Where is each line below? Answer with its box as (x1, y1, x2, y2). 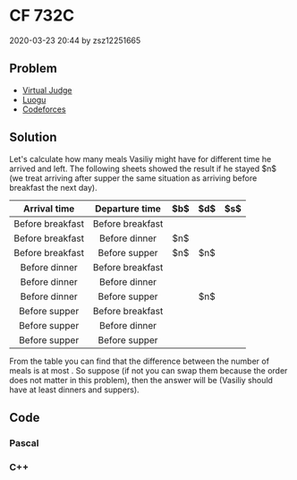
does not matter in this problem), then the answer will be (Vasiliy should (9, 374, 273, 385)
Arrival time (23, 202, 75, 215)
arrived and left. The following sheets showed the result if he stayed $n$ (9, 163, 277, 174)
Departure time (95, 202, 161, 215)
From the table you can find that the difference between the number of (9, 356, 270, 366)
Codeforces (21, 104, 66, 115)
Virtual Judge (21, 84, 72, 95)
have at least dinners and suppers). (9, 384, 140, 395)
